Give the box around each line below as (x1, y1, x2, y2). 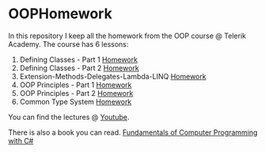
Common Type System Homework (19, 97, 132, 106)
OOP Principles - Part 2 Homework (19, 88, 134, 98)
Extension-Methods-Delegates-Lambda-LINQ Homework (19, 71, 207, 81)
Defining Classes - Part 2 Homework (19, 63, 140, 72)
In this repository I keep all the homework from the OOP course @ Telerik (8, 31, 247, 40)
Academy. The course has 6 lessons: (8, 39, 129, 48)
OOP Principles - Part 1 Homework (19, 80, 132, 90)
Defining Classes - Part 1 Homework (19, 55, 138, 64)
